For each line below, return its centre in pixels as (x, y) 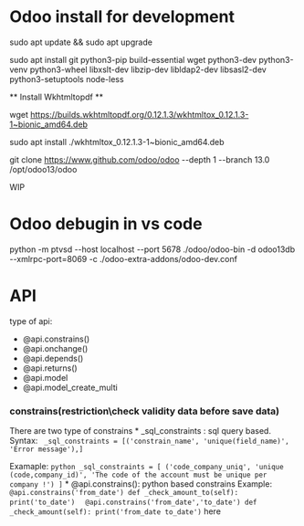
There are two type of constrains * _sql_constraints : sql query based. (141, 431)
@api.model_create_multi (70, 387)
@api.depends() (53, 358)
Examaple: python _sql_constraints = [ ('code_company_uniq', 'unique (147, 467)
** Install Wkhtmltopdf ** (56, 97)
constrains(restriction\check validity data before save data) (145, 411)
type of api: (31, 321)
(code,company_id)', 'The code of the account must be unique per (138, 475)
